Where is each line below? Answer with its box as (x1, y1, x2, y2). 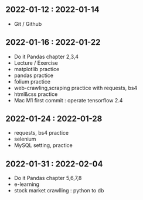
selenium (13, 135, 36, 143)
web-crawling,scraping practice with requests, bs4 (13, 84, 138, 91)
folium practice (13, 78, 51, 85)
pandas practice (13, 72, 54, 79)
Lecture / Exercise (13, 59, 58, 66)
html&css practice (13, 91, 58, 98)
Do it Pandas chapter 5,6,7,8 (13, 175, 82, 182)
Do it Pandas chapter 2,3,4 (13, 53, 79, 60)
